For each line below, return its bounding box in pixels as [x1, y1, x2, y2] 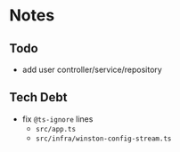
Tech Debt [9, 90, 68, 105]
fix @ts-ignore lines [21, 113, 94, 124]
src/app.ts [35, 124, 77, 133]
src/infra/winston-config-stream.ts [35, 134, 172, 143]
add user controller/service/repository [21, 64, 162, 75]
